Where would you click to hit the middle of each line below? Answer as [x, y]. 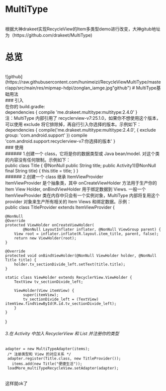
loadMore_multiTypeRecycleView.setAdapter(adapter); [63, 368]
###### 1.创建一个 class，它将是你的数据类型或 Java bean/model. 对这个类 [83, 154]
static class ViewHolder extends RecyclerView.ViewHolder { [69, 277]
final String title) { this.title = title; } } [42, 171]
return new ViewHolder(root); [45, 238]
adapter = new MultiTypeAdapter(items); [48, 349]
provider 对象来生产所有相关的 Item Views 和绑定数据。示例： [68, 201]
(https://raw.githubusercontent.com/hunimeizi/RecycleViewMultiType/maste [83, 82]
